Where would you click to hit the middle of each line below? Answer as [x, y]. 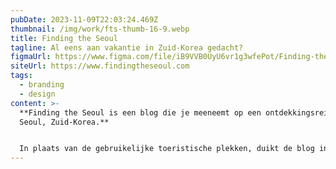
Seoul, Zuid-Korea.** [64, 122]
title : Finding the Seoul [64, 38]
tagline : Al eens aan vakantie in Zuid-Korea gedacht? [127, 47]
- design [37, 94]
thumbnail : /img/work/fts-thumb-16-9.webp [100, 29]
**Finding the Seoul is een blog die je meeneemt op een [140, 112]
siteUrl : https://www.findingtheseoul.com [100, 66]
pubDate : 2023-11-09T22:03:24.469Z [84, 19]
